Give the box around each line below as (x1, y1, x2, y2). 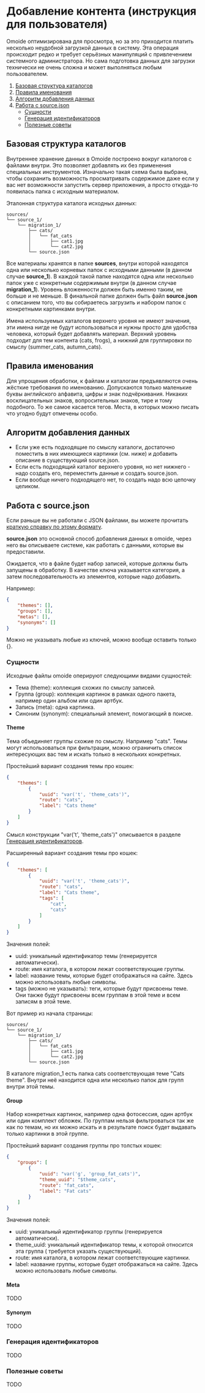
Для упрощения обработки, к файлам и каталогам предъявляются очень (6, 377, 198, 384)
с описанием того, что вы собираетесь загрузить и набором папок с (6, 298, 187, 306)
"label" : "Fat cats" (39, 1188, 92, 1194)
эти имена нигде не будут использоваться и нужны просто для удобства (6, 323, 198, 331)
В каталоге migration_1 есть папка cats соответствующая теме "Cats (6, 1070, 185, 1078)
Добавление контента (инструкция (6, 4, 197, 18)
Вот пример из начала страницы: (6, 1010, 94, 1017)
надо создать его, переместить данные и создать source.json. (15, 470, 179, 477)
